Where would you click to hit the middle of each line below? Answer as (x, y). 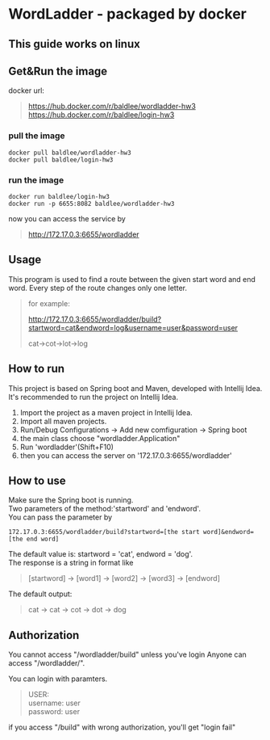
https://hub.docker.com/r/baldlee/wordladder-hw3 (112, 107)
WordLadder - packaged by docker (128, 14)
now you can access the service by (67, 218)
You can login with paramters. (58, 679)
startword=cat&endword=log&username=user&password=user (133, 327)
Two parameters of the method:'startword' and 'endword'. (105, 509)
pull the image (37, 136)
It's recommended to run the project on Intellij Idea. (93, 397)
